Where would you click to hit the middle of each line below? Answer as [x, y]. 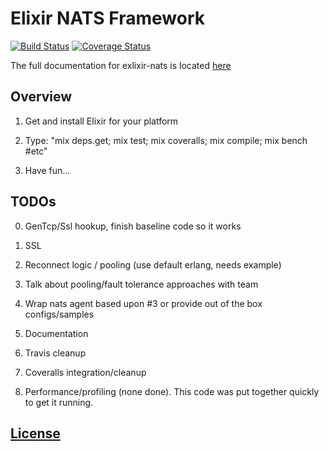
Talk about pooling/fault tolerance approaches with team [141, 284]
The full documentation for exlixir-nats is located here [121, 65]
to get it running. [59, 402]
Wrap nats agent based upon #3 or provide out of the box [143, 303]
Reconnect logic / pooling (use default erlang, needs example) [153, 264]
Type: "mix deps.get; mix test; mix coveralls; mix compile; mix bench [166, 140]
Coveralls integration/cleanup [85, 372]
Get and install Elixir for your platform [101, 121]
